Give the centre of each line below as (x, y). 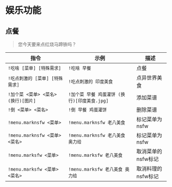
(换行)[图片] (22, 101)
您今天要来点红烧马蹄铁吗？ (47, 44)
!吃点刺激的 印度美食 (91, 82)
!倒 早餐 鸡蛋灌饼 (88, 110)
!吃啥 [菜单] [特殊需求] (35, 68)
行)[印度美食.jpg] (89, 101)
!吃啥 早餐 (80, 68)
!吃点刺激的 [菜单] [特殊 (35, 78)
